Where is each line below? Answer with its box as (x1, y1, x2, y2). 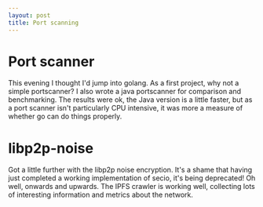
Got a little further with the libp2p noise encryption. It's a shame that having (8, 165, 253, 175)
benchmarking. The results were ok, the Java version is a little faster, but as (8, 95, 253, 104)
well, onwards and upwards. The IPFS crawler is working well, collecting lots (8, 182, 255, 191)
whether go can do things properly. (8, 111, 122, 122)
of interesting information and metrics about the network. (8, 190, 194, 200)
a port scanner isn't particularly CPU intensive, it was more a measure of (8, 103, 243, 113)
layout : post (8, 11, 51, 20)
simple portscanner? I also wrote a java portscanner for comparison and (8, 87, 242, 96)
